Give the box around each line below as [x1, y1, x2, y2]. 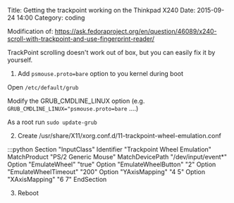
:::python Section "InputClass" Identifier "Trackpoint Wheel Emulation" [7, 145, 211, 154]
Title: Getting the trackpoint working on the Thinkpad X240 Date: [7, 6, 196, 14]
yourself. [7, 56, 33, 64]
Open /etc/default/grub [7, 83, 79, 91]
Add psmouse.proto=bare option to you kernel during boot [17, 70, 184, 78]
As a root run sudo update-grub [7, 118, 97, 126]
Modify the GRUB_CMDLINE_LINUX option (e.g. [7, 97, 145, 105]
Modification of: [7, 27, 54, 35]
